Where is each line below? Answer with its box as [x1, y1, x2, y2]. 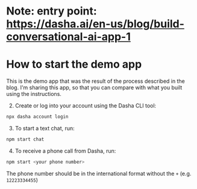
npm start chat [6, 136, 45, 143]
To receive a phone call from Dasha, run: [14, 147, 116, 155]
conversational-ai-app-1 [6, 30, 131, 43]
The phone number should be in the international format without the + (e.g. [6, 170, 192, 177]
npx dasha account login [6, 114, 69, 120]
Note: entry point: [6, 4, 98, 18]
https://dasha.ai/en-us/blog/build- [6, 17, 185, 31]
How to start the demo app [6, 57, 142, 71]
